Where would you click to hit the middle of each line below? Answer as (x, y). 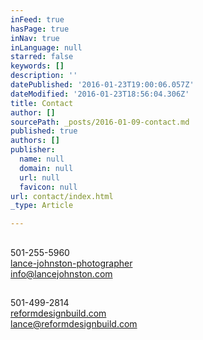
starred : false (42, 57)
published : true (44, 131)
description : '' (44, 76)
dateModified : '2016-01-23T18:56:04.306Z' (100, 94)
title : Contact (42, 103)
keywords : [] (37, 66)
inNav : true (35, 38)
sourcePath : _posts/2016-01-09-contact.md (100, 122)
